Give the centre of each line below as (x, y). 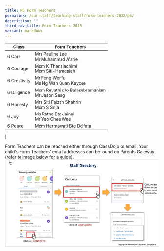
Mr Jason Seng (50, 95)
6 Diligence (19, 92)
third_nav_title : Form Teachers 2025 (43, 26)
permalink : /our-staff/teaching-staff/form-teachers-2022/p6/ (70, 15)
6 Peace (16, 126)
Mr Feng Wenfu (50, 78)
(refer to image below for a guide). (40, 157)
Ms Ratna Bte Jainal (55, 114)
